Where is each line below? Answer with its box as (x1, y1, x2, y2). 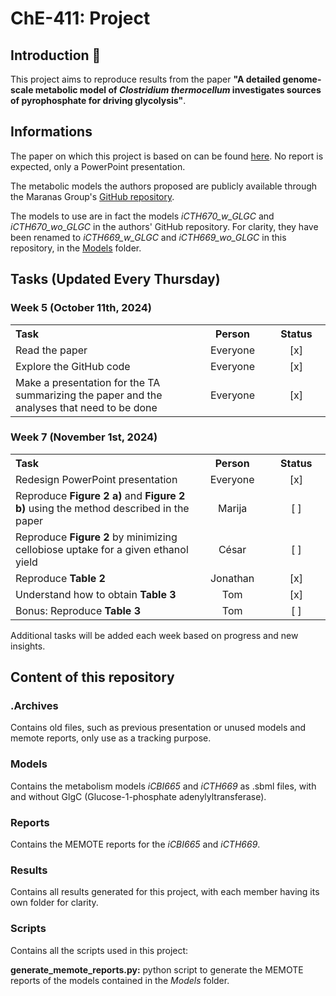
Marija (217, 501, 248, 515)
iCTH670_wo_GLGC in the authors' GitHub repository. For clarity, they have (10, 220, 319, 232)
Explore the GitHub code (15, 359, 131, 373)
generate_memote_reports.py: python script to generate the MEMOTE (10, 963, 304, 976)
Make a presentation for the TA (15, 375, 161, 389)
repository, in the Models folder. (10, 242, 142, 254)
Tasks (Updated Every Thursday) (10, 271, 221, 288)
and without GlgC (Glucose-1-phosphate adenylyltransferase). (10, 790, 267, 802)
